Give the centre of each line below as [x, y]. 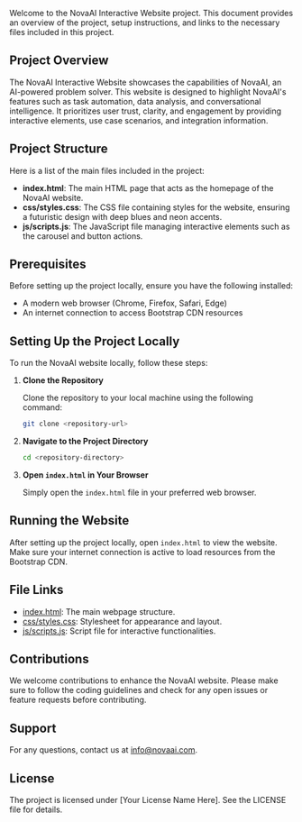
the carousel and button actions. [82, 236]
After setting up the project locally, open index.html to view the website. [143, 542]
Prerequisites [48, 265]
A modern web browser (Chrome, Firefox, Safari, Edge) [125, 303]
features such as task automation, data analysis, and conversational [135, 101]
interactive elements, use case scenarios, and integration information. [139, 120]
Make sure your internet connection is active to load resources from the [142, 552]
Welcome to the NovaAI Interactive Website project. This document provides [151, 13]
